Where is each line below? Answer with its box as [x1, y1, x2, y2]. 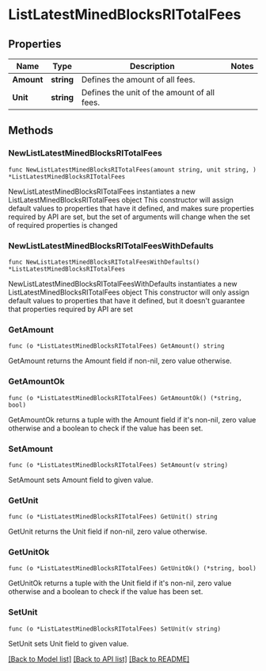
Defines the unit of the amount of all [81, 87, 215, 98]
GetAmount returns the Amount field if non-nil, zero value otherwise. [8, 356, 232, 366]
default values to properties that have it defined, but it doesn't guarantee [8, 295, 245, 305]
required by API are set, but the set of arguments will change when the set [8, 212, 251, 222]
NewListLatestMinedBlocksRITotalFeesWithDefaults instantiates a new [8, 279, 237, 288]
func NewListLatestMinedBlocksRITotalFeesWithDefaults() [8, 258, 200, 266]
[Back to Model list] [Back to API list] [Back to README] [8, 654, 190, 664]
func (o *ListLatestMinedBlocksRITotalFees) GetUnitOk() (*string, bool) [8, 565, 257, 573]
